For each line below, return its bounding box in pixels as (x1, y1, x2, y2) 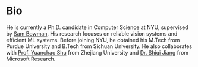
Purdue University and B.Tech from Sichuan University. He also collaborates (6, 43, 192, 50)
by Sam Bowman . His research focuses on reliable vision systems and (6, 30, 178, 37)
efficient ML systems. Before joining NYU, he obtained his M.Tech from (6, 36, 180, 43)
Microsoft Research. (6, 55, 56, 62)
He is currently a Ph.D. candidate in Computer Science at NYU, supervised (6, 24, 188, 31)
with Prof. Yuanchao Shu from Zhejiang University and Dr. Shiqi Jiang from (6, 49, 189, 56)
